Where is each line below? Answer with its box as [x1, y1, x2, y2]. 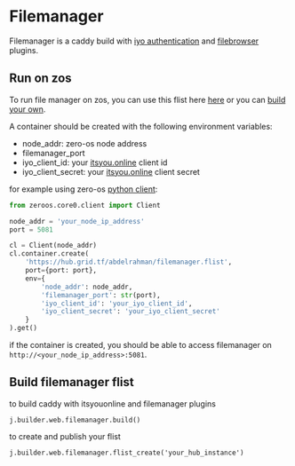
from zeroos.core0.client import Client [9, 201, 162, 209]
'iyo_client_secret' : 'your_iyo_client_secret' [41, 307, 220, 316]
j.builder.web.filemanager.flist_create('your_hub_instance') [9, 448, 244, 457]
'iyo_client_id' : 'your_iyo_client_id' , [41, 299, 193, 308]
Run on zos [9, 71, 73, 86]
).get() [9, 324, 38, 333]
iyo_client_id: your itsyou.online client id [21, 157, 168, 168]
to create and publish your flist [9, 430, 122, 441]
